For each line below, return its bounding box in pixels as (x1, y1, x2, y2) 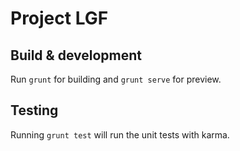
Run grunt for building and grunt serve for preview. (10, 73, 222, 85)
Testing (10, 102, 59, 119)
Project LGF (10, 7, 109, 30)
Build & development (10, 47, 142, 64)
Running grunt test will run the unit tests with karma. (10, 128, 230, 141)
